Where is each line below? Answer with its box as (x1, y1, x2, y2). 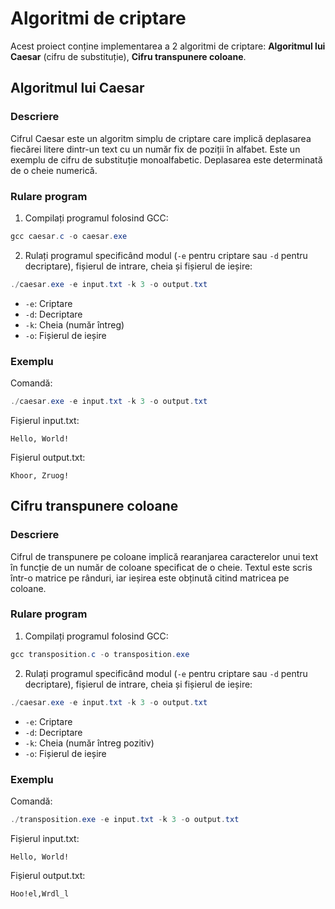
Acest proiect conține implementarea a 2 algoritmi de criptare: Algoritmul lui (10, 40, 326, 52)
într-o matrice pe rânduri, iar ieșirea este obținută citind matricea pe (10, 572, 290, 584)
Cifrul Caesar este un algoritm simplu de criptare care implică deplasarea (10, 132, 312, 144)
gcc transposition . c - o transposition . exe (10, 649, 190, 659)
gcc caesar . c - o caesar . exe (10, 231, 128, 241)
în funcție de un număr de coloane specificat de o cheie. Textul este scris (10, 561, 313, 573)
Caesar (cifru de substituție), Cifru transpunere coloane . (10, 50, 247, 62)
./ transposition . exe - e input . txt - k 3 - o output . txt (10, 814, 240, 824)
